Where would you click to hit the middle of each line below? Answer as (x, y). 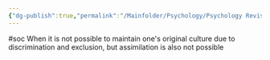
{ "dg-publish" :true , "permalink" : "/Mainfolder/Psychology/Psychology (125, 16)
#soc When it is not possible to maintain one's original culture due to (122, 38)
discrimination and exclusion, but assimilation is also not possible (116, 47)
